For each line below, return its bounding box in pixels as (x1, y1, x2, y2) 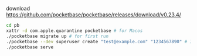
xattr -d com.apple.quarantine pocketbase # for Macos (6, 27, 143, 34)
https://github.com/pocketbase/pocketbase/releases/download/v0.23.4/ (6, 11, 182, 18)
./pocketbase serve (6, 44, 54, 50)
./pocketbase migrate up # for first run (6, 33, 109, 39)
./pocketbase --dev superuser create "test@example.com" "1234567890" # (6, 38, 188, 44)
